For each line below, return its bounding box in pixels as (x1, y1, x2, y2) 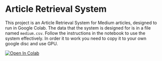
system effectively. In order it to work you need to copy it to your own (5, 35, 147, 41)
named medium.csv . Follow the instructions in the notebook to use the (5, 30, 146, 36)
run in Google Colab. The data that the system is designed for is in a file (5, 25, 151, 30)
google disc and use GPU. (5, 40, 58, 46)
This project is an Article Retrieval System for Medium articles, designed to (5, 20, 157, 26)
